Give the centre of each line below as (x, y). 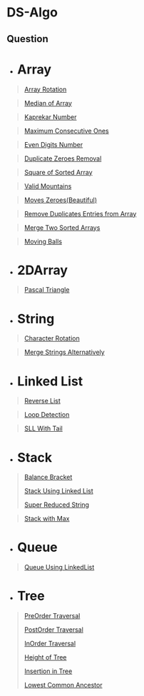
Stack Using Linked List (58, 491)
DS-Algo (32, 12)
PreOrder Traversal (52, 616)
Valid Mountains (48, 186)
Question (27, 39)
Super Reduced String (57, 505)
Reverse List (42, 401)
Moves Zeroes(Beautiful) (61, 200)
